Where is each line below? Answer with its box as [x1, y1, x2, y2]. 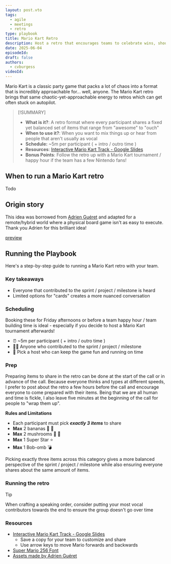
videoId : [5, 69, 24, 75]
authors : [5, 60, 24, 65]
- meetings [10, 21, 33, 27]
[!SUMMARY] [17, 109, 46, 115]
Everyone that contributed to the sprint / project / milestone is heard [12, 287, 155, 293]
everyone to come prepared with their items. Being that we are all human [5, 389, 158, 396]
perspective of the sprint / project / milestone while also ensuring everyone [5, 461, 163, 468]
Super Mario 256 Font [12, 547, 59, 553]
